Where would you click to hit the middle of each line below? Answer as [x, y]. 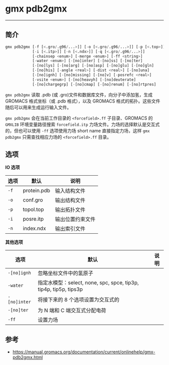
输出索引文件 [70, 229]
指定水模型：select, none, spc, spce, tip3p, [88, 283]
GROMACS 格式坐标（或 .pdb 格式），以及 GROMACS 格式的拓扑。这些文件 [83, 101]
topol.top [33, 210]
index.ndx [34, 229]
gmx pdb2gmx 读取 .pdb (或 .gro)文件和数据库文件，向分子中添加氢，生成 [79, 94]
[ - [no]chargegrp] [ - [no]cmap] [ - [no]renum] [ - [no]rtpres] [94, 84]
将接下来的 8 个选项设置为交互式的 [78, 300]
